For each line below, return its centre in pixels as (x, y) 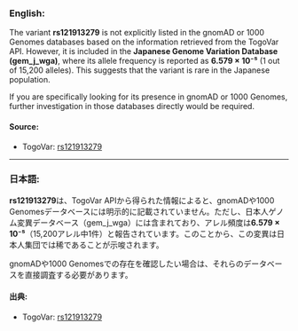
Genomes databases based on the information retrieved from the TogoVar (144, 42)
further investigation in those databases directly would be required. (132, 106)
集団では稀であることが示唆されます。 (94, 244)
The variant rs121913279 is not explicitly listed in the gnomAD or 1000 (137, 33)
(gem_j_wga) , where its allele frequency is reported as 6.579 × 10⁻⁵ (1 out (145, 61)
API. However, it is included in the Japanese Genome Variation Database (144, 51)
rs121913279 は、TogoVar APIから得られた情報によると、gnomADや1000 (142, 200)
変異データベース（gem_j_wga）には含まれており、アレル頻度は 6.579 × (148, 222)
